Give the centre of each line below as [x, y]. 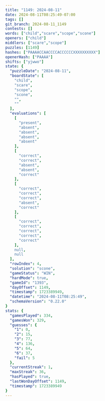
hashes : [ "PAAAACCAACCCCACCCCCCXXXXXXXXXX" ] [53, 52]
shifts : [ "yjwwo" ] [24, 62]
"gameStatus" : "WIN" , [33, 273]
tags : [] [14, 19]
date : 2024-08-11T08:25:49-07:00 [40, 15]
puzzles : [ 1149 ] [22, 48]
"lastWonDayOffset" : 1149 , [38, 381]
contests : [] [19, 29]
